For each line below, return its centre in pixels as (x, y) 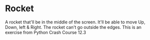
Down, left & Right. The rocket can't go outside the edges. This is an (73, 27)
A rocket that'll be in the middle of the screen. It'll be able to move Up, (75, 22)
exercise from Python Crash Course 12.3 (46, 32)
